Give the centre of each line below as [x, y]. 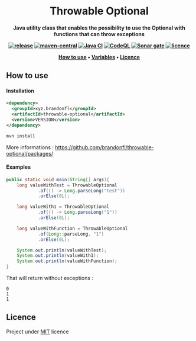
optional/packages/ [30, 153]
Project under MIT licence [37, 332]
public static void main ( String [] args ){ [58, 179]
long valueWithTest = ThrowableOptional [67, 185]
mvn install [21, 136]
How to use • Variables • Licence [99, 57]
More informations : [30, 147]
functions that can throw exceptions [99, 34]
